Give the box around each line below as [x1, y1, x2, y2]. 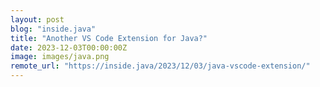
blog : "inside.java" [10, 24, 97, 34]
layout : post [10, 14, 65, 25]
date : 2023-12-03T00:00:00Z [10, 42, 128, 53]
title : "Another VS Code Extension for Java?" [10, 33, 208, 43]
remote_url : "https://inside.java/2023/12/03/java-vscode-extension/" [10, 61, 311, 71]
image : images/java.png [10, 52, 110, 62]
